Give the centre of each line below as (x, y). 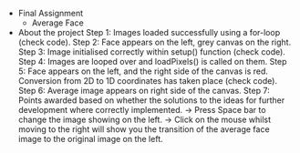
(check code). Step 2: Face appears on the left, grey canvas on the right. (155, 42)
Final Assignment (51, 13)
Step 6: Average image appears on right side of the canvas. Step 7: (144, 91)
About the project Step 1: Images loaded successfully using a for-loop (149, 32)
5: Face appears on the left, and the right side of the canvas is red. (143, 71)
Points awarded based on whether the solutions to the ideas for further (151, 100)
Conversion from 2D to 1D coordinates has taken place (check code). (148, 81)
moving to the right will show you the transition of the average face (144, 129)
